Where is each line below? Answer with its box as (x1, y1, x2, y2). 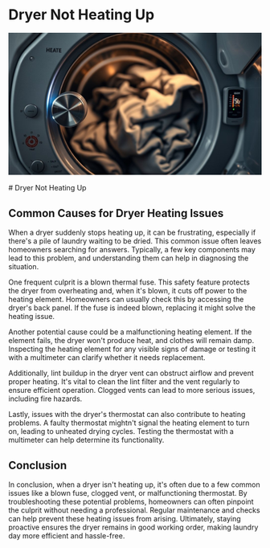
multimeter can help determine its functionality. (8, 436, 165, 445)
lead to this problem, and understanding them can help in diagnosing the (8, 253, 249, 263)
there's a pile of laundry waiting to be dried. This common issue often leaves (8, 236, 262, 246)
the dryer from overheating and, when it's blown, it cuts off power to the (8, 286, 247, 296)
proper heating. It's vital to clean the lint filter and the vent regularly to (8, 377, 240, 386)
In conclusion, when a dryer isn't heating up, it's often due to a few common (8, 480, 261, 489)
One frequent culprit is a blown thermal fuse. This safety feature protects (8, 277, 251, 287)
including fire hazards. (8, 394, 83, 403)
